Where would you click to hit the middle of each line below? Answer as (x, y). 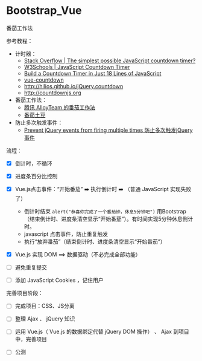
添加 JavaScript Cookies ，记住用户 (59, 280)
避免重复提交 (31, 267)
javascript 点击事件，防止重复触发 (66, 234)
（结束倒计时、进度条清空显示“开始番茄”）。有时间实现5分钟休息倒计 (109, 219)
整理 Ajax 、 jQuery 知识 (45, 319)
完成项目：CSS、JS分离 (45, 306)
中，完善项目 (31, 339)
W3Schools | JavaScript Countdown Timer (77, 67)
